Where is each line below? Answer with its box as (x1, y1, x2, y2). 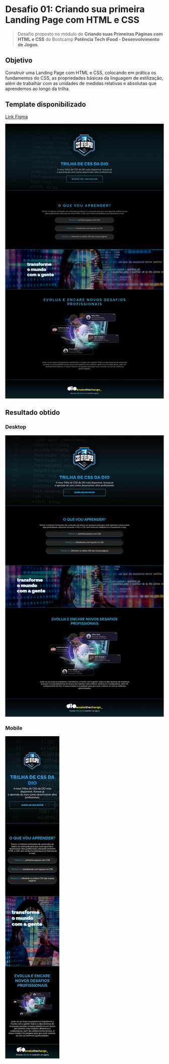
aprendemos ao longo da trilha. (5, 86, 70, 92)
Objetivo (5, 56, 33, 65)
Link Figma (5, 113, 28, 119)
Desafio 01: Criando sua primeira (5, 4, 145, 15)
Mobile (5, 724, 23, 731)
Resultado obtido (5, 408, 60, 417)
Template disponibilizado (5, 100, 87, 109)
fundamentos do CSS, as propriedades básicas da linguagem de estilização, (5, 75, 163, 81)
